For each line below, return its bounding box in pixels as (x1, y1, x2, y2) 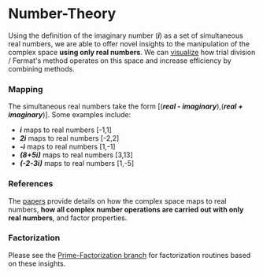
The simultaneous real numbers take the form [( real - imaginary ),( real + (8, 101, 243, 111)
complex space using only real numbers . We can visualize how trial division (8, 47, 256, 57)
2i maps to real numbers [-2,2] (19, 134, 120, 143)
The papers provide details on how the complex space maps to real (8, 196, 227, 205)
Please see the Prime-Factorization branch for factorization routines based (8, 250, 251, 259)
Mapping (8, 83, 43, 94)
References (8, 178, 54, 190)
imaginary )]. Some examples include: (8, 110, 131, 120)
